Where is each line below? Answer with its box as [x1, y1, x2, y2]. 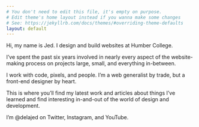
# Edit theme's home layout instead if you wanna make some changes [6, 14, 181, 20]
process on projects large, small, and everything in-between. [25, 60, 176, 67]
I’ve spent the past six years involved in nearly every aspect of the [6, 53, 170, 61]
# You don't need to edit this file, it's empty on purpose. [6, 8, 162, 15]
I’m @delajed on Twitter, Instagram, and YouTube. [6, 114, 129, 121]
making [6, 60, 25, 67]
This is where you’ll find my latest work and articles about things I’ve [6, 89, 176, 96]
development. [6, 102, 40, 110]
